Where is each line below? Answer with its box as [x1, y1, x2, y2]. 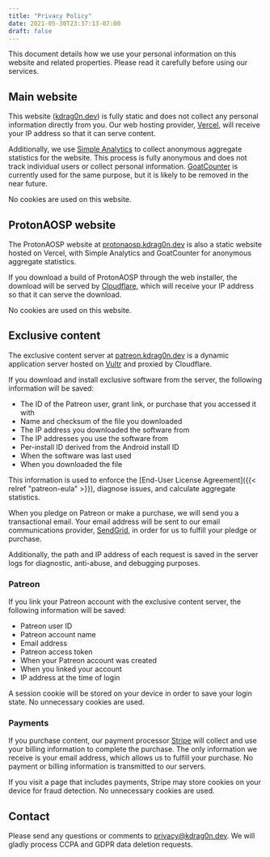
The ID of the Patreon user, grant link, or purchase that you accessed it [19, 399, 257, 409]
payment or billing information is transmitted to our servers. [8, 761, 206, 771]
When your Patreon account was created [19, 656, 158, 666]
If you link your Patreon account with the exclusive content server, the [8, 597, 241, 606]
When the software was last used [19, 451, 132, 461]
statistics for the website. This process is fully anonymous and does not [8, 153, 248, 163]
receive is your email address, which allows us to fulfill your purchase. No [8, 753, 253, 763]
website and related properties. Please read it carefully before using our [8, 58, 248, 67]
